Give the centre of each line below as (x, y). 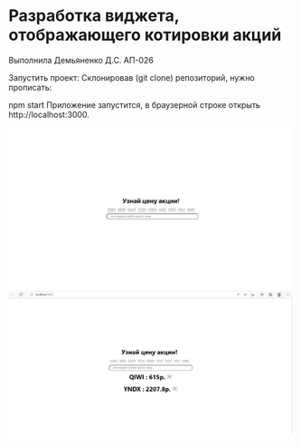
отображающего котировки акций (145, 35)
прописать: (30, 87)
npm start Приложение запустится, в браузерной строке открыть (135, 104)
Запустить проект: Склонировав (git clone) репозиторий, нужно (132, 77)
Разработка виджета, (94, 16)
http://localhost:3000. (49, 114)
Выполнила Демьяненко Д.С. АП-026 (81, 60)
